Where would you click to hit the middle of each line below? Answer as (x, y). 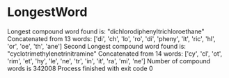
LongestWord (47, 12)
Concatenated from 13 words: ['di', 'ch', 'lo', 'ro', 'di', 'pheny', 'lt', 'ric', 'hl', (111, 38)
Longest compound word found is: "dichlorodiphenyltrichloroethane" (106, 31)
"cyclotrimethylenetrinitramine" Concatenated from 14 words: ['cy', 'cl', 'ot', (115, 54)
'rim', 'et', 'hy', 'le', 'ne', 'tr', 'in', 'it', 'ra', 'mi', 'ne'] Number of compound (109, 61)
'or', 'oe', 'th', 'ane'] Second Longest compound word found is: (97, 46)
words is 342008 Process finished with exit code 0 (80, 68)
